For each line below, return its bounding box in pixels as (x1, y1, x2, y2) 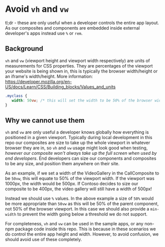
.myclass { (5, 93, 27, 98)
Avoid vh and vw (5, 3, 69, 15)
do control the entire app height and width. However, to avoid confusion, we (5, 231, 159, 237)
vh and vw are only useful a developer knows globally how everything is (5, 129, 149, 135)
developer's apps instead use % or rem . (5, 30, 83, 36)
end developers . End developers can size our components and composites (5, 155, 157, 161)
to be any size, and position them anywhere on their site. (5, 161, 120, 167)
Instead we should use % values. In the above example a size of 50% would (5, 196, 154, 202)
